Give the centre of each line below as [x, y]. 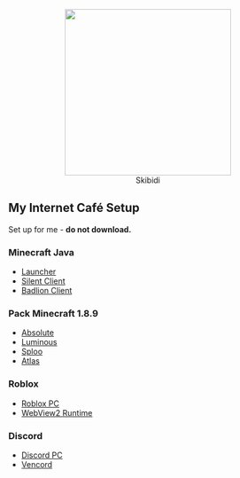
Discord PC [42, 455]
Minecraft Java [41, 252]
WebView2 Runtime [57, 412]
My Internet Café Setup [74, 208]
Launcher [39, 272]
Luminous [39, 342]
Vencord [37, 464]
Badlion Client [46, 291]
